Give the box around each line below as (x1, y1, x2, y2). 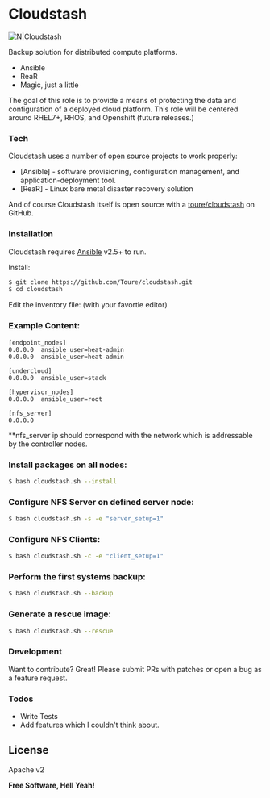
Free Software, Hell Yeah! (8, 780, 95, 790)
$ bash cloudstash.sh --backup (8, 590, 114, 598)
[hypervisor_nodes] (8, 388, 74, 396)
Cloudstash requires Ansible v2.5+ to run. (8, 247, 147, 257)
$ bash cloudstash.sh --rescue (8, 627, 114, 635)
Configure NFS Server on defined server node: (8, 496, 195, 508)
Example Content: (8, 320, 81, 332)
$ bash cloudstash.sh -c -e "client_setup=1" (8, 552, 164, 561)
